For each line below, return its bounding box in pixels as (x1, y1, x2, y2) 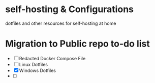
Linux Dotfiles (19, 61, 48, 67)
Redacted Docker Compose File (19, 55, 86, 61)
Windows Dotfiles (19, 67, 56, 73)
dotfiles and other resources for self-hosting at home (5, 20, 116, 26)
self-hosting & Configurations (5, 4, 134, 15)
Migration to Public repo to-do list (5, 38, 150, 50)
